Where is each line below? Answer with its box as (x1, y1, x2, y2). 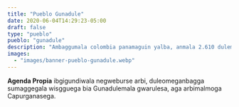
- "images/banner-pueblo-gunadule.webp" (14, 57, 135, 64)
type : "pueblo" (7, 30, 53, 38)
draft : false (7, 24, 46, 31)
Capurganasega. (7, 91, 56, 100)
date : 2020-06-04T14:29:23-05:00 (7, 17, 107, 24)
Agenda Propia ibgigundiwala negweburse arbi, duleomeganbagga (7, 76, 205, 85)
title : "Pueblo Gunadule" (7, 10, 84, 18)
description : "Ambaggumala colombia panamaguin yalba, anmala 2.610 (7, 44, 215, 51)
